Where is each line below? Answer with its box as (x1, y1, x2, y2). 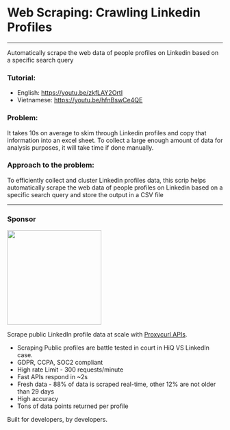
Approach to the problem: (7, 160, 94, 170)
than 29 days (16, 387, 55, 396)
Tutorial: (7, 73, 36, 82)
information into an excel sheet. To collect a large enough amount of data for (7, 136, 223, 144)
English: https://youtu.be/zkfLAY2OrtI (16, 89, 123, 97)
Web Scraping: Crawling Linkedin (7, 5, 201, 21)
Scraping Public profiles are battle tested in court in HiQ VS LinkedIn (16, 343, 210, 352)
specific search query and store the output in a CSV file (7, 190, 164, 199)
